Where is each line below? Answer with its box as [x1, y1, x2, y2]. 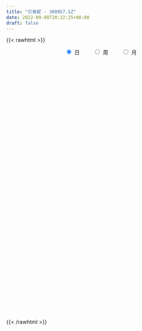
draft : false [6, 20, 39, 26]
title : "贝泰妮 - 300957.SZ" [6, 8, 77, 15]
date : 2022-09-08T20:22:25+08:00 [6, 14, 90, 20]
